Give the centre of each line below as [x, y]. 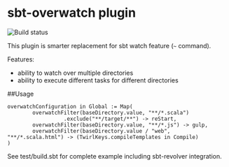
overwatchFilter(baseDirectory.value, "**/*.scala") [111, 112]
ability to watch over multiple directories [75, 73]
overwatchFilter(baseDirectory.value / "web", [102, 131]
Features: [21, 59]
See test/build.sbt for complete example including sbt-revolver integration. [114, 156]
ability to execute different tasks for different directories [98, 80]
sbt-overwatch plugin [72, 13]
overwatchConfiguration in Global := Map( [70, 106]
